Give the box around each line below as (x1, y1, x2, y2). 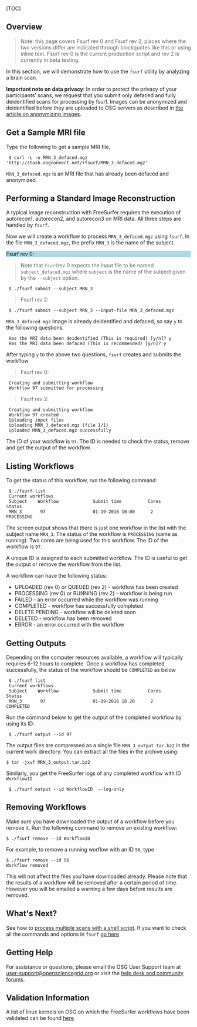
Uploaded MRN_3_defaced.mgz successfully (8, 428, 111, 433)
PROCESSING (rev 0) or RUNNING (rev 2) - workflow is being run (14, 590, 172, 597)
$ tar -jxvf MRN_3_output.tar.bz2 (6, 760, 91, 766)
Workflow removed (6, 862, 49, 868)
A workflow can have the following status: (6, 572, 107, 579)
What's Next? (6, 909, 57, 919)
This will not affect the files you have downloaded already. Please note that (6, 873, 188, 880)
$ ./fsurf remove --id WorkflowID (6, 836, 91, 842)
